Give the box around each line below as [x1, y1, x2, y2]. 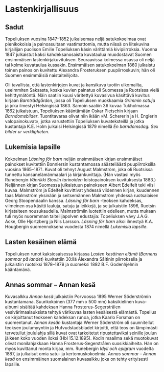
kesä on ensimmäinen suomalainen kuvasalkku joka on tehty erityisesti [5, 356, 148, 362]
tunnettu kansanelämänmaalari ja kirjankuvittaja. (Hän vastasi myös [5, 172, 141, 177]
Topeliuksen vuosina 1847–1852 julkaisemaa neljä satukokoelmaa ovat [5, 36, 146, 42]
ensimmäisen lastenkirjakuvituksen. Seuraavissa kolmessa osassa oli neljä [5, 57, 155, 62]
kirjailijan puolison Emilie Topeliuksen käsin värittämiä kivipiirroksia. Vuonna [5, 47, 158, 52]
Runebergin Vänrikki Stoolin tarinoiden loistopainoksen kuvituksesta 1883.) [5, 176, 156, 182]
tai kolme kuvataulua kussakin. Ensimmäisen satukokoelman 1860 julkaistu [5, 62, 155, 68]
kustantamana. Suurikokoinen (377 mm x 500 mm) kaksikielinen [5, 299, 134, 305]
